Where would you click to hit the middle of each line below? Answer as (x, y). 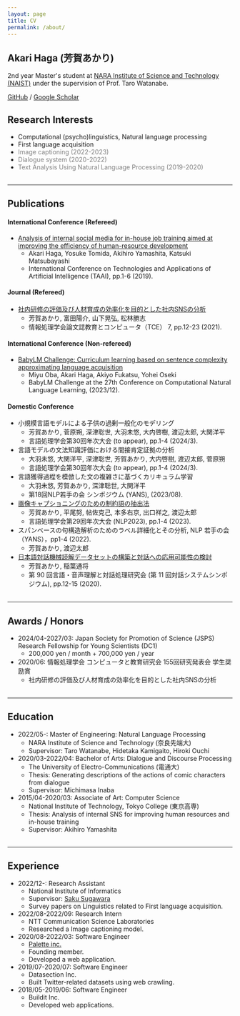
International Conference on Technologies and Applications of (120, 268)
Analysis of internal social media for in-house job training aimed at (115, 238)
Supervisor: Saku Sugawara (69, 898)
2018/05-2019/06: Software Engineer (72, 990)
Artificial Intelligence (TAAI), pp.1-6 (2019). (91, 276)
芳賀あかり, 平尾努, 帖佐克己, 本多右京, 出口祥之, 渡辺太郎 (112, 512)
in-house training (54, 822)
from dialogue (49, 782)
